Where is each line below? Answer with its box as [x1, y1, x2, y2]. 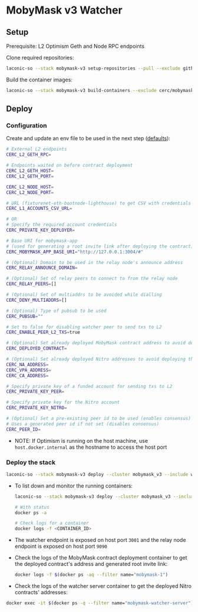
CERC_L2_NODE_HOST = [6, 184, 54, 190]
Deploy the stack [6, 458, 56, 466]
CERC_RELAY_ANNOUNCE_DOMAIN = [6, 265, 78, 271]
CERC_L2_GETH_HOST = [6, 168, 54, 174]
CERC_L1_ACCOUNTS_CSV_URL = [6, 206, 72, 212]
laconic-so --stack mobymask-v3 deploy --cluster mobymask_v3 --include [6, 471, 189, 478]
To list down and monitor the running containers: [14, 482, 133, 489]
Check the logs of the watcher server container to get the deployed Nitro [14, 583, 192, 590]
